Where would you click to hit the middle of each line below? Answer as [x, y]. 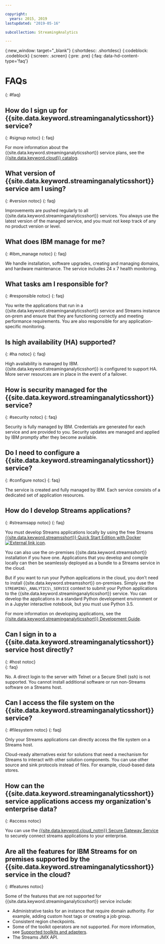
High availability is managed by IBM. [42, 364]
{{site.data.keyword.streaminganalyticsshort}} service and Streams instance [82, 311]
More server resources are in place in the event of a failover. [66, 374]
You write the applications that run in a [44, 305]
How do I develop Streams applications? [68, 511]
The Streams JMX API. [35, 937]
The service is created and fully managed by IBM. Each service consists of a [83, 490]
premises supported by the [48, 859]
